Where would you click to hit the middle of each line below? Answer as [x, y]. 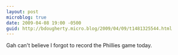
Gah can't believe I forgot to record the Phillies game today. [79, 45]
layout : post [22, 12]
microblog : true [26, 17]
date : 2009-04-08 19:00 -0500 [44, 23]
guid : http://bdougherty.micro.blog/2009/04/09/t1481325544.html [89, 28]
